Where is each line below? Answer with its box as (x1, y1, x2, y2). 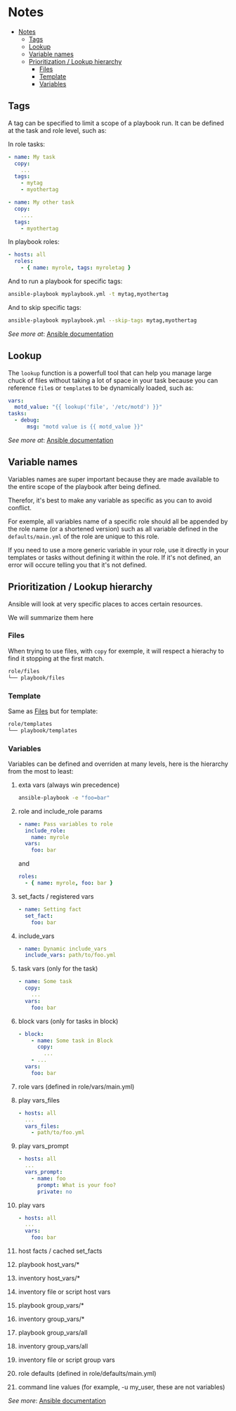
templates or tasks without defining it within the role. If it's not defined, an (8, 553, 221, 561)
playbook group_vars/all (18, 1329, 88, 1337)
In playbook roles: (8, 238, 60, 246)
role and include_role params (18, 807, 103, 815)
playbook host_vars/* (18, 1261, 80, 1269)
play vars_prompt (18, 1142, 69, 1150)
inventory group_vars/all (18, 1342, 88, 1351)
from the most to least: (8, 767, 74, 775)
